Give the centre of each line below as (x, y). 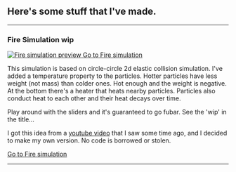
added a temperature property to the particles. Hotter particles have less (112, 76)
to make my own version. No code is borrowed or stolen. (89, 140)
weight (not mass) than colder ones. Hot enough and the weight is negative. (117, 84)
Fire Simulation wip (41, 39)
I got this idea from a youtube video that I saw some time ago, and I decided (117, 133)
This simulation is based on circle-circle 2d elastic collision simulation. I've (115, 69)
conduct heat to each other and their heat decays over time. (94, 98)
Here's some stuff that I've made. (82, 12)
